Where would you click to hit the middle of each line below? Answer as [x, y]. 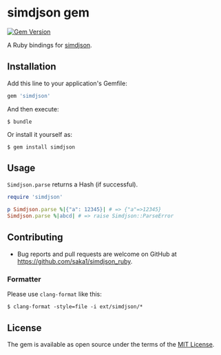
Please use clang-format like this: [54, 294]
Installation [32, 67]
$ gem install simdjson [41, 147]
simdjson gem [48, 13]
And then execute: [33, 109]
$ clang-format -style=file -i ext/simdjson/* [75, 307]
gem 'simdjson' [29, 96]
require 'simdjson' [35, 197]
